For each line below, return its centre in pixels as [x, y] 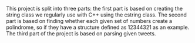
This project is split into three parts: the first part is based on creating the [95, 9]
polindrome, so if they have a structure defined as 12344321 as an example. [98, 27]
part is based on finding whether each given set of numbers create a [89, 21]
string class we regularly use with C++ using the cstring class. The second [96, 15]
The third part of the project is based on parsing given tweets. [81, 34]
